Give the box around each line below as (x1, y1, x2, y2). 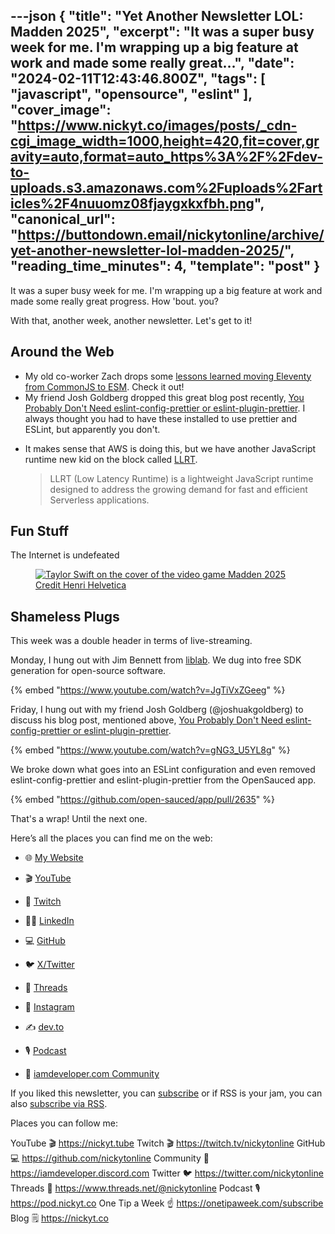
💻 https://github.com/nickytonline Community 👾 (10, 1152, 210, 1164)
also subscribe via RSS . (10, 1098, 108, 1110)
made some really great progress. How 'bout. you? (10, 295, 219, 307)
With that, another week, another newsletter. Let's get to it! (10, 314, 253, 326)
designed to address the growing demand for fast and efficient (49, 483, 308, 495)
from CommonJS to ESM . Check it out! (24, 380, 185, 393)
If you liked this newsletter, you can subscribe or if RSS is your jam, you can (10, 1087, 323, 1099)
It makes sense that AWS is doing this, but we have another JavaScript (24, 442, 317, 454)
